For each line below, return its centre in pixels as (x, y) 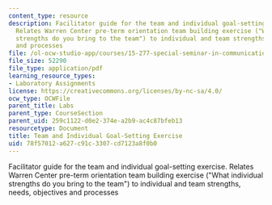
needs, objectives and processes (64, 192)
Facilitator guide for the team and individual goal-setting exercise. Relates (131, 166)
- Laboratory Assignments (52, 83)
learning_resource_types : (52, 76)
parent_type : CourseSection (56, 114)
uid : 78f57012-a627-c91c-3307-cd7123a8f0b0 (83, 143)
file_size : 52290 (38, 61)
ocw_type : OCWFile (39, 98)
